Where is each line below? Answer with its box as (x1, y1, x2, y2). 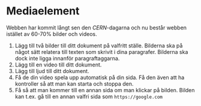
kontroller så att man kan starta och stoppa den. (14, 80, 134, 87)
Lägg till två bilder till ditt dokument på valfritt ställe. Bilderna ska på (14, 42, 183, 49)
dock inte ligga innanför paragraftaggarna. (14, 54, 120, 62)
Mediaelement (6, 4, 80, 18)
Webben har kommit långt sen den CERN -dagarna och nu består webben (6, 24, 187, 31)
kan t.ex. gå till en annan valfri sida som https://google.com (14, 93, 163, 100)
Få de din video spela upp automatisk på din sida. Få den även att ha (14, 74, 185, 81)
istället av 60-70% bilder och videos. (6, 30, 97, 37)
